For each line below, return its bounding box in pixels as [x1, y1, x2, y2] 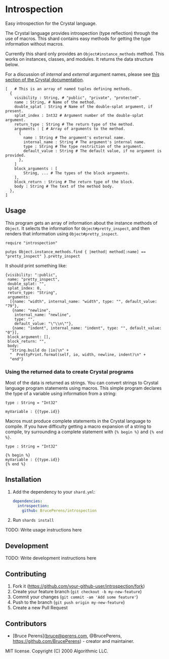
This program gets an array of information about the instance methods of [5, 220, 158, 226]
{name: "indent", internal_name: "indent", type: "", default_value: [12, 325, 162, 331]
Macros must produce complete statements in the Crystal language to [5, 418, 151, 424]
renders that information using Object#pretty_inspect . [5, 230, 119, 236]
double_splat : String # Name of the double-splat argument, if [14, 104, 153, 109]
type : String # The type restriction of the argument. [23, 144, 144, 149]
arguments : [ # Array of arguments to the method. [14, 126, 125, 131]
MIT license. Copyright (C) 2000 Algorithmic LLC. [5, 648, 109, 654]
